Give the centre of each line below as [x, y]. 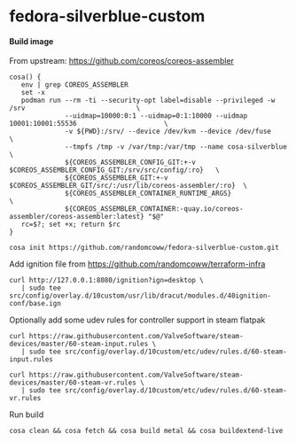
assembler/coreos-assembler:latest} [77, 217]
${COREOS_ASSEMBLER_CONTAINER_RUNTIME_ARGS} [148, 194]
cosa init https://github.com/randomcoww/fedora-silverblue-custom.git [144, 248]
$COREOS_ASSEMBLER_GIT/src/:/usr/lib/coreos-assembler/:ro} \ [129, 186]
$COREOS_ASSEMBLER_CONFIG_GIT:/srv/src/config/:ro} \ [114, 170]
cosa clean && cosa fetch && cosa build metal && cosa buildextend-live [146, 431]
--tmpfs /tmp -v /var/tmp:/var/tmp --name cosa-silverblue [176, 147]
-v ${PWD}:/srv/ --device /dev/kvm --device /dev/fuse [168, 132]
